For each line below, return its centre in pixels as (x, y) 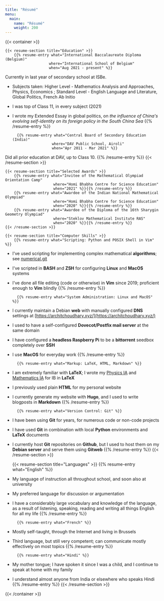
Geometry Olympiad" (25, 214)
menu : (11, 14)
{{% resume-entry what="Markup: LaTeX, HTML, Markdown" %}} (79, 364)
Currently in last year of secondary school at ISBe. (56, 77)
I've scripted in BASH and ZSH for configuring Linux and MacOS (78, 268)
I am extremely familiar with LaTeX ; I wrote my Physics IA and (74, 373)
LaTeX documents (31, 435)
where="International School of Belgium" (92, 64)
